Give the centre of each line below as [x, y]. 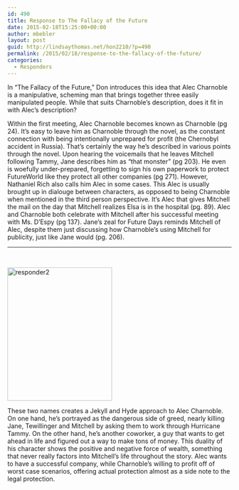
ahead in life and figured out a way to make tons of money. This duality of [115, 441]
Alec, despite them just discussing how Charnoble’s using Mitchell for [109, 229]
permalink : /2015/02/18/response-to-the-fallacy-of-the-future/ [105, 54]
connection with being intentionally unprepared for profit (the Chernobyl [113, 139]
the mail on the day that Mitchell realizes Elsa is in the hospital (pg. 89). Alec [119, 206]
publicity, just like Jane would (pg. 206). [66, 237]
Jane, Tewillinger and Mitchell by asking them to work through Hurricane [114, 426]
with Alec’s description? [42, 110]
